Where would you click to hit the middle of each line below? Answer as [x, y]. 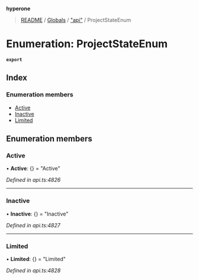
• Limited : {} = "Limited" [36, 259]
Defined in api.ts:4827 [33, 225]
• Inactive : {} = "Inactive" [37, 214]
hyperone [18, 9]
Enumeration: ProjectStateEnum [87, 44]
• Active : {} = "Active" [33, 169]
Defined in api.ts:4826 [33, 180]
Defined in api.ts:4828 [33, 270]
